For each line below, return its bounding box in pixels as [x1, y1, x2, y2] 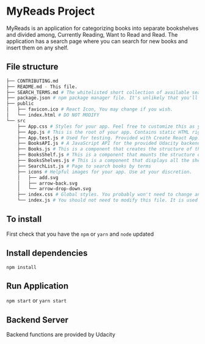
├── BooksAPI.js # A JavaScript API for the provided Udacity [17, 141, 179, 147]
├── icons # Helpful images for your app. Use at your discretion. [17, 169, 192, 175]
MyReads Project [6, 4, 95, 18]
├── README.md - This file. [6, 84, 78, 90]
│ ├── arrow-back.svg [17, 180, 78, 186]
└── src [6, 117, 26, 123]
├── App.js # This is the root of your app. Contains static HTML [17, 129, 190, 135]
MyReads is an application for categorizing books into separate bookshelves [6, 24, 199, 32]
